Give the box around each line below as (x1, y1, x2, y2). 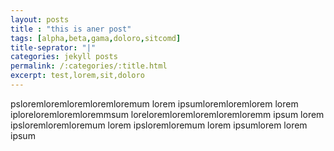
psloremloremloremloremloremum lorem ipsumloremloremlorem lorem (10, 97, 299, 110)
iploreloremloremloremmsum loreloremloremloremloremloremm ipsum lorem (10, 108, 325, 120)
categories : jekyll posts (10, 52, 118, 62)
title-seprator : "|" (10, 42, 97, 53)
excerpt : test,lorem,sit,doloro (10, 71, 145, 81)
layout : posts (10, 14, 70, 25)
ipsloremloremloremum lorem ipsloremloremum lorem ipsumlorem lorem (10, 119, 308, 131)
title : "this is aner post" (10, 24, 132, 34)
